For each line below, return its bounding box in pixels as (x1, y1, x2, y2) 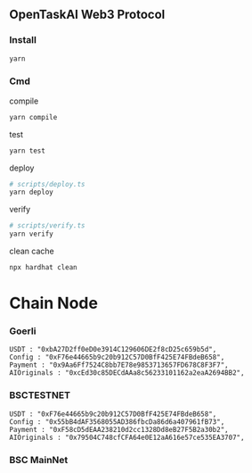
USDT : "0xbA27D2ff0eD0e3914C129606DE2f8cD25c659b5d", (9, 345, 217, 354)
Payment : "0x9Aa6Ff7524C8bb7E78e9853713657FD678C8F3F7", (9, 361, 229, 369)
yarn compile (9, 112, 58, 121)
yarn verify (9, 229, 53, 239)
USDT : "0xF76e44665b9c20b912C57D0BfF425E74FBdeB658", (9, 410, 217, 419)
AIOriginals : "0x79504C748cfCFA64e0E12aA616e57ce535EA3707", (9, 433, 245, 442)
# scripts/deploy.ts (9, 179, 86, 188)
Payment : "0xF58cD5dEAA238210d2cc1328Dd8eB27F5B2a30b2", (9, 425, 229, 434)
